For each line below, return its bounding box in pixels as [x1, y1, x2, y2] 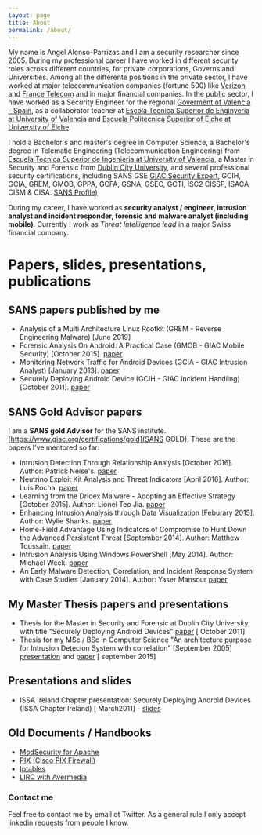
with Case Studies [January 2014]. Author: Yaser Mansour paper [19, 574, 228, 585]
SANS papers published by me [8, 303, 160, 316]
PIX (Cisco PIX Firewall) [19, 755, 96, 765]
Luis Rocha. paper [19, 483, 78, 493]
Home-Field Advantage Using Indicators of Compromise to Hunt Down [19, 525, 247, 534]
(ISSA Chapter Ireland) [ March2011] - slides [19, 703, 162, 713]
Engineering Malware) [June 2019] [19, 333, 131, 342]
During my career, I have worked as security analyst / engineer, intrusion [8, 203, 247, 213]
